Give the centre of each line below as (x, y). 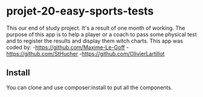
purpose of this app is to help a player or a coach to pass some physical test (101, 34)
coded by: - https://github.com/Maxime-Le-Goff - (68, 47)
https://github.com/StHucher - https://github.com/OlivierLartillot (85, 53)
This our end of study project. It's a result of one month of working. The (96, 28)
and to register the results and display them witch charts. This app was (95, 41)
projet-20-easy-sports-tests (80, 11)
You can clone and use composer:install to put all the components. (89, 87)
